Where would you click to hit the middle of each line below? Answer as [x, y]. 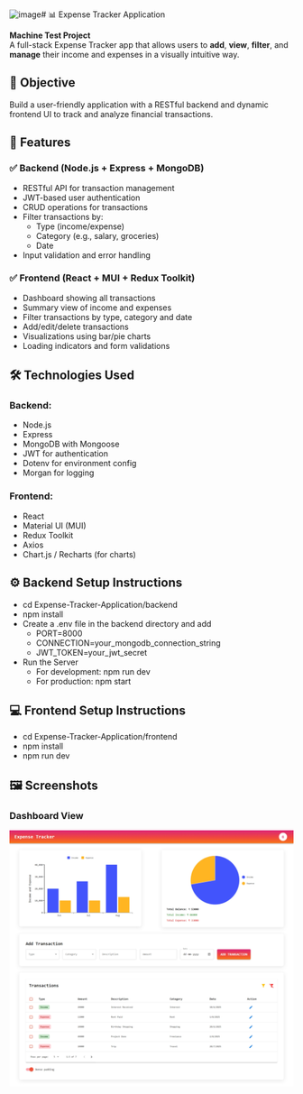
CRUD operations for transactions [85, 207]
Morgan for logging [58, 473]
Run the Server [50, 662]
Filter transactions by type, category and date [107, 317]
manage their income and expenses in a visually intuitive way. [124, 55]
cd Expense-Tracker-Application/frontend [100, 737]
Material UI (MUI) [55, 525]
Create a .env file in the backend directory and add [117, 623]
